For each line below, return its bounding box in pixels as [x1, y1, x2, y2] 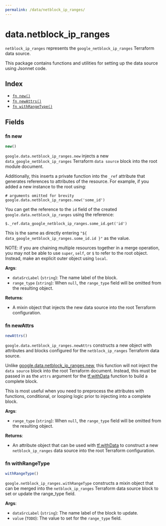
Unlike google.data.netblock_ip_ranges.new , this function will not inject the [5, 363, 158, 369]
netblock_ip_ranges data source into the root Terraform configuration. [12, 448, 155, 453]
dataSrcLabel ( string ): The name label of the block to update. [12, 510, 139, 516]
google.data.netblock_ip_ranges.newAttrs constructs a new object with [5, 342, 152, 348]
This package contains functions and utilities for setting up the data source [5, 60, 158, 66]
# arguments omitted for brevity [5, 193, 74, 198]
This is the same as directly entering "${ [5, 229, 87, 236]
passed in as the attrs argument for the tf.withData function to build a [5, 373, 148, 379]
